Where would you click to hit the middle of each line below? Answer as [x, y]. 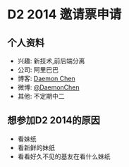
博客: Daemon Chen [46, 79]
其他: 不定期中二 [41, 96]
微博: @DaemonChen [48, 87]
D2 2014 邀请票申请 [64, 14]
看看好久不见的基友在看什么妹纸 [64, 156]
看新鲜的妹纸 [36, 147]
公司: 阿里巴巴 [38, 70]
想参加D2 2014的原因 [54, 120]
